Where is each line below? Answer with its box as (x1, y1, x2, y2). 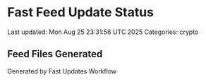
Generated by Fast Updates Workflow (7, 66, 117, 75)
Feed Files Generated (7, 48, 103, 60)
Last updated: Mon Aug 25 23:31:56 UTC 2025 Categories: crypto (7, 28, 199, 36)
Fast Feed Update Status (7, 4, 154, 20)
